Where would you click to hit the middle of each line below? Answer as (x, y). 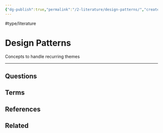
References (23, 109)
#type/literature (21, 23)
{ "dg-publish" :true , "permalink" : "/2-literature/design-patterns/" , (75, 9)
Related (17, 126)
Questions (21, 76)
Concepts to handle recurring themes (42, 56)
